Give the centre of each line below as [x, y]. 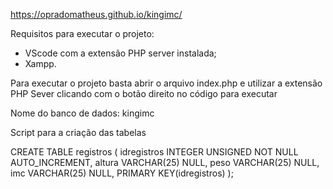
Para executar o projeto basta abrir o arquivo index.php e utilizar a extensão [166, 83]
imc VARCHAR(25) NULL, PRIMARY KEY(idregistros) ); [122, 173]
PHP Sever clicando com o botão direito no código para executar [144, 93]
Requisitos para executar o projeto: [82, 33]
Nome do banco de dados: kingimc [82, 113]
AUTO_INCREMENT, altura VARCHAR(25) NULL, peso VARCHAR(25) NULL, [165, 162]
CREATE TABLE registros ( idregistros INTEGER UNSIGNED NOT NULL [154, 152]
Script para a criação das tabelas [78, 132]
